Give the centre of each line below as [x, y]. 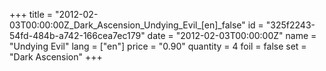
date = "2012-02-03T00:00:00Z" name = [232, 35]
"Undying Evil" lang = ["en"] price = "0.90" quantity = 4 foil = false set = [158, 46]
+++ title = [31, 14]
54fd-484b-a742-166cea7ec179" [77, 35]
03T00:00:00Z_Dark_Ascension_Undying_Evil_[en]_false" [127, 25]
